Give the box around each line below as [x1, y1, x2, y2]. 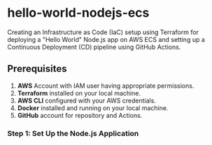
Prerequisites [7, 63, 67, 75]
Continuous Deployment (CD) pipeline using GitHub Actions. [7, 43, 181, 51]
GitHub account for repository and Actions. [17, 111, 143, 119]
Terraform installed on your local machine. [17, 89, 141, 97]
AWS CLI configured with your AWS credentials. [17, 96, 156, 105]
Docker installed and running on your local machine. [17, 103, 169, 112]
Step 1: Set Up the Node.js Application [7, 128, 139, 138]
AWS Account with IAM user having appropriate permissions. [17, 82, 195, 90]
